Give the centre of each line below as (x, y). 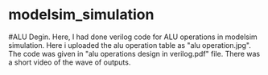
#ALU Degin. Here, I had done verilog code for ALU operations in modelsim (133, 37)
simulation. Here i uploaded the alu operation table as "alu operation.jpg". (130, 45)
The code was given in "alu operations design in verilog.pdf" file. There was (134, 53)
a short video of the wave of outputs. (70, 62)
